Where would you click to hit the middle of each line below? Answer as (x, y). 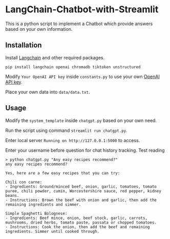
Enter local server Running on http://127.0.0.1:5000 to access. (73, 140)
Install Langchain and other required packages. (55, 57)
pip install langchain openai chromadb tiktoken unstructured (73, 67)
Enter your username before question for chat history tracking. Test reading (85, 150)
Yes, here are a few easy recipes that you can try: (63, 173)
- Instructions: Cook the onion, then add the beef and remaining (78, 227)
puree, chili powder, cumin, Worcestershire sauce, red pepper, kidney (83, 191)
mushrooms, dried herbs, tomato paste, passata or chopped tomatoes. (81, 222)
